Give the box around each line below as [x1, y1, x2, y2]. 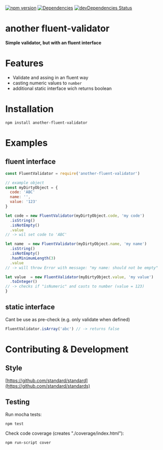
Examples [5, 137, 48, 148]
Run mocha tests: [5, 411, 42, 417]
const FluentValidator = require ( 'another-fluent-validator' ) [5, 171, 140, 176]
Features [5, 58, 44, 69]
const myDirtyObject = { [5, 185, 58, 190]
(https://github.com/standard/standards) [5, 382, 91, 389]
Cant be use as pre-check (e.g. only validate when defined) [5, 316, 130, 322]
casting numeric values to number [12, 80, 83, 86]
